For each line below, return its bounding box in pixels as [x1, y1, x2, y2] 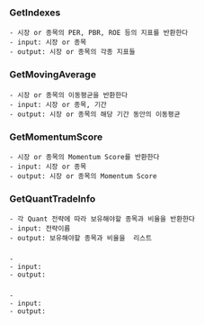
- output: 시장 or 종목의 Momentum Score [9, 171, 157, 181]
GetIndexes [9, 6, 61, 19]
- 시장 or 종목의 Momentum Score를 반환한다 [9, 152, 160, 161]
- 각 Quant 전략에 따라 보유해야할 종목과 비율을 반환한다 [9, 214, 195, 224]
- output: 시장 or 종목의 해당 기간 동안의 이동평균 [9, 110, 181, 119]
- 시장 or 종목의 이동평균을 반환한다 [9, 90, 129, 100]
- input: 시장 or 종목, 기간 [9, 100, 108, 109]
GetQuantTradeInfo [9, 192, 96, 204]
